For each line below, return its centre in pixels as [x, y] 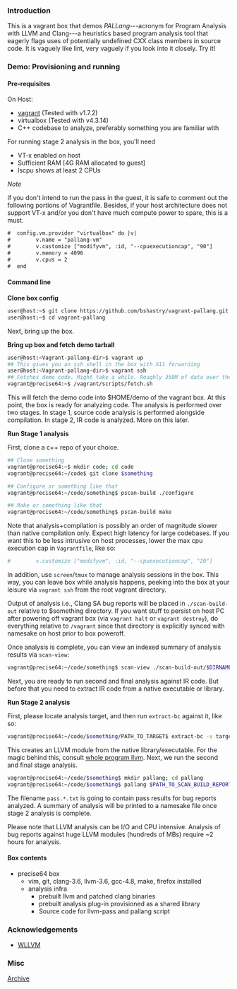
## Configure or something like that [63, 486]
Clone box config [33, 298]
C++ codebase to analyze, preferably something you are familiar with [118, 128]
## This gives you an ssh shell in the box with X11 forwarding [104, 364]
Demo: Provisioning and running [64, 67]
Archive [19, 978]
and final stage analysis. [42, 765]
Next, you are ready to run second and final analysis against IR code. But [113, 681]
